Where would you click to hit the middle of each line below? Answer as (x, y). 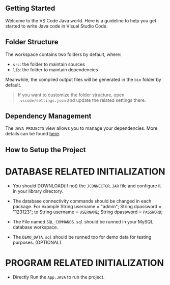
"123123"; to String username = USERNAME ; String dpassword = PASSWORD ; (88, 212)
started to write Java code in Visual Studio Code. (56, 26)
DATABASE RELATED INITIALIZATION (85, 172)
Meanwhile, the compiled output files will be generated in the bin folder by (83, 79)
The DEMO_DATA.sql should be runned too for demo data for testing (82, 237)
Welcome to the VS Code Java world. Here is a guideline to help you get (81, 20)
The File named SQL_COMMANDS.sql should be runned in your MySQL (83, 221)
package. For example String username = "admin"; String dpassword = (87, 206)
